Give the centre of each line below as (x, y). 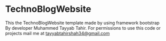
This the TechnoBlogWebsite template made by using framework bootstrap (82, 23)
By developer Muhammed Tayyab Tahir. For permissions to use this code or (83, 28)
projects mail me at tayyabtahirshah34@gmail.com (57, 33)
